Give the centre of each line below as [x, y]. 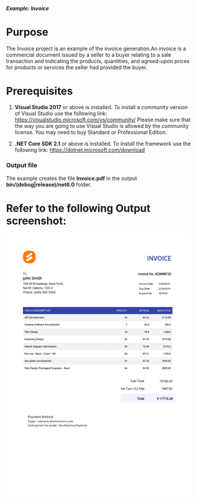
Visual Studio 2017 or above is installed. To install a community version [101, 107]
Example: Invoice [28, 8]
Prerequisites [40, 91]
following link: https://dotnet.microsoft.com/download [80, 150]
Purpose [27, 32]
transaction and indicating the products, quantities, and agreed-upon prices [98, 61]
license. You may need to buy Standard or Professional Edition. [91, 132]
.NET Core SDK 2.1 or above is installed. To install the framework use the [103, 144]
